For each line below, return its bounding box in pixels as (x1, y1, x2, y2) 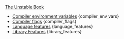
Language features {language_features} (12, 24, 93, 29)
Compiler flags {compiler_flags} (12, 19, 77, 24)
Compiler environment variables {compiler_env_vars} (12, 13, 119, 19)
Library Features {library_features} (12, 29, 82, 34)
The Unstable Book (5, 4, 44, 10)
